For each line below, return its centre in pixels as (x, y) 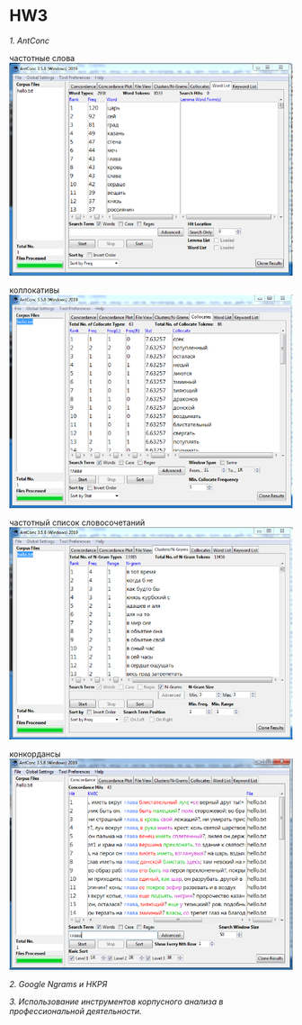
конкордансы (35, 754)
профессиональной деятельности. (75, 1011)
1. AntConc (30, 41)
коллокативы (35, 290)
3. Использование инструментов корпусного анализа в (116, 1002)
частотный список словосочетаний (77, 522)
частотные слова (42, 58)
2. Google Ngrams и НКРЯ (58, 984)
